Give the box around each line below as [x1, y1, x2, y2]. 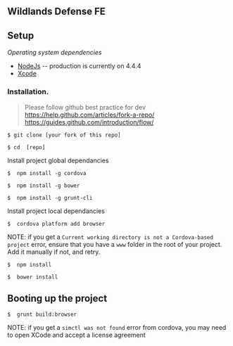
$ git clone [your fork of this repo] [7, 132, 121, 139]
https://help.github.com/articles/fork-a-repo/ [24, 110, 155, 119]
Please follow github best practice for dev [24, 103, 146, 111]
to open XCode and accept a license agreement [7, 331, 146, 340]
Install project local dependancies [7, 207, 106, 215]
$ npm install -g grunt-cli [7, 194, 93, 201]
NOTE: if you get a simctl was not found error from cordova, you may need [7, 323, 227, 332]
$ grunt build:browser [7, 311, 77, 319]
